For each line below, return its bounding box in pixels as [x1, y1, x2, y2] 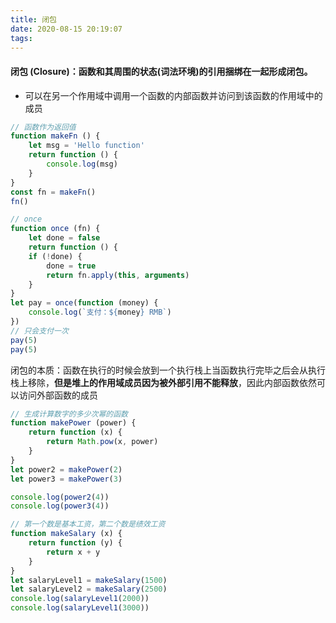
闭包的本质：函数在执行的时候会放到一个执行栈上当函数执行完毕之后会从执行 [10, 364, 326, 376]
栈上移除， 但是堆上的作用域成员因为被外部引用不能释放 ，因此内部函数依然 [10, 376, 317, 388]
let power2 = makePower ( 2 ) [10, 464, 123, 475]
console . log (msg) [46, 159, 118, 170]
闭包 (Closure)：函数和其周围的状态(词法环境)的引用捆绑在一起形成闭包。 [10, 65, 313, 77]
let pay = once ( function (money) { [10, 298, 159, 308]
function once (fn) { [10, 224, 101, 234]
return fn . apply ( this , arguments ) [46, 270, 190, 280]
